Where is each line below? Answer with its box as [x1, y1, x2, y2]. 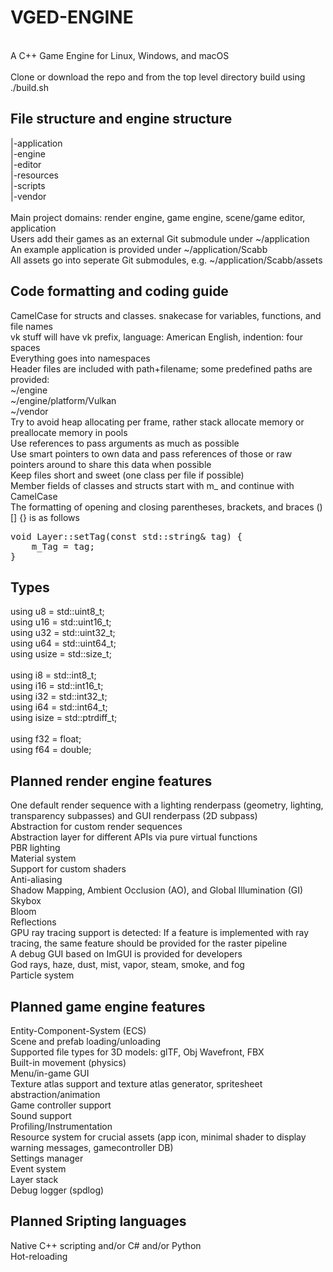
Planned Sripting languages [10, 1213, 187, 1230]
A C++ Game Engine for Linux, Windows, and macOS [10, 49, 230, 61]
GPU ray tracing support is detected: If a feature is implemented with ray [10, 927, 310, 939]
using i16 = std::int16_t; [10, 680, 104, 692]
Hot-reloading [10, 1250, 68, 1262]
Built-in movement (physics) [10, 1057, 127, 1068]
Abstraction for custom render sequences [10, 821, 183, 833]
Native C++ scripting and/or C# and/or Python [10, 1239, 202, 1251]
